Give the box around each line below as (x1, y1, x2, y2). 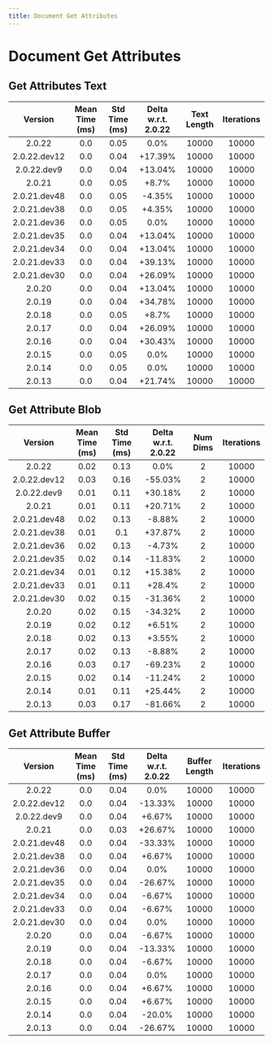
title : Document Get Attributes (8, 11, 118, 20)
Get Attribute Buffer (8, 726, 111, 740)
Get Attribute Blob (8, 403, 102, 417)
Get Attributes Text (8, 79, 107, 94)
